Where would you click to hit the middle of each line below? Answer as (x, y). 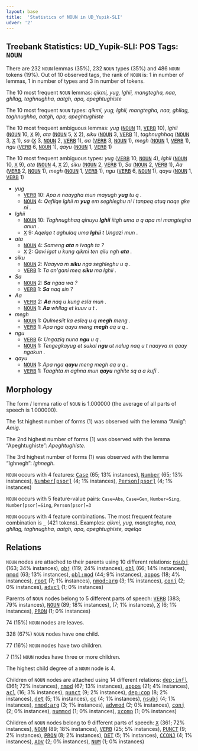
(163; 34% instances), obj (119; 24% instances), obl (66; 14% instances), (96, 568)
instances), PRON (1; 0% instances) (48, 611)
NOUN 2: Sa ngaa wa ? (51, 283)
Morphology (29, 389)
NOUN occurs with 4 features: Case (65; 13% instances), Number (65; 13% (95, 475)
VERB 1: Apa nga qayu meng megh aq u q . (76, 327)
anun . (31, 226)
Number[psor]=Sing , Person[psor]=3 (49, 505)
